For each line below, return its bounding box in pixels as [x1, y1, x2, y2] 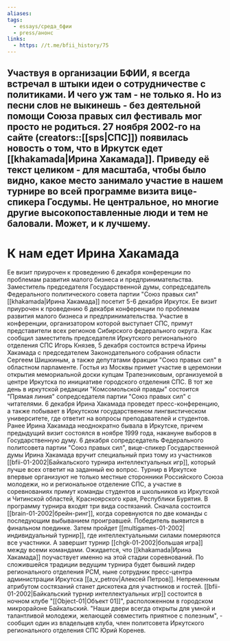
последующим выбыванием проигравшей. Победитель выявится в [7, 517, 205, 525]
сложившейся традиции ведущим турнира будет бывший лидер [7, 561, 196, 569]
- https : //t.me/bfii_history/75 [13, 42, 109, 49]
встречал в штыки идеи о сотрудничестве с [7, 78, 206, 90]
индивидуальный [7, 531, 58, 540]
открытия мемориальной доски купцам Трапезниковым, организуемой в [7, 371, 223, 379]
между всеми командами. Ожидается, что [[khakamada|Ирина [7, 546, 192, 554]
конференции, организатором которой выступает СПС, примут [7, 319, 194, 327]
